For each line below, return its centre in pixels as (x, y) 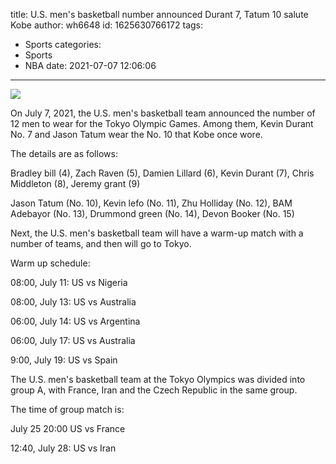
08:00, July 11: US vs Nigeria (69, 282)
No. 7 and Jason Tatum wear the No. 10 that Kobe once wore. (136, 134)
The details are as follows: (64, 153)
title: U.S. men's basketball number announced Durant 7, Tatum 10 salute (159, 14)
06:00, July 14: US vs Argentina (75, 321)
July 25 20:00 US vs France (68, 428)
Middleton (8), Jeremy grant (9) (75, 183)
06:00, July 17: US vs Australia (73, 340)
